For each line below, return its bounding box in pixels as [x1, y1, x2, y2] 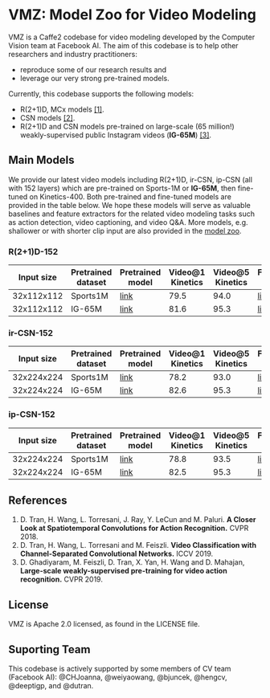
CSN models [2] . [19, 112, 76, 122]
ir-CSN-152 [8, 327, 54, 338]
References [8, 494, 67, 508]
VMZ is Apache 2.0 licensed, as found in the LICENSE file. [8, 619, 200, 629]
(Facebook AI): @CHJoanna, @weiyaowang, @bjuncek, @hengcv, [8, 672, 227, 682]
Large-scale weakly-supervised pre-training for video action [19, 566, 227, 576]
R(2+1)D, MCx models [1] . [19, 104, 104, 114]
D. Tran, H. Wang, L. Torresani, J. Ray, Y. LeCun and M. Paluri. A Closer [19, 515, 256, 525]
